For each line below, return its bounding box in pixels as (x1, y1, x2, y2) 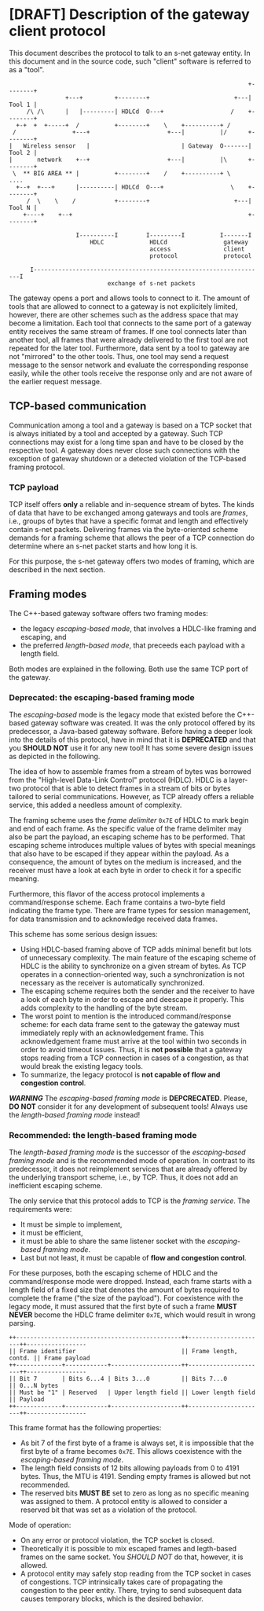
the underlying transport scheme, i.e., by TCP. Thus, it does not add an (9, 1172, 239, 1182)
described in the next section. (9, 565, 105, 574)
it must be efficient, (20, 1228, 83, 1238)
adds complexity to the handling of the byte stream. (20, 1004, 188, 1013)
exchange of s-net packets (107, 279, 196, 288)
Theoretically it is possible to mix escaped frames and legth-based (20, 1544, 236, 1554)
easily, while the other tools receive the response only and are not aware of (9, 368, 253, 378)
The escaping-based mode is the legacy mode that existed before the (9, 710, 236, 720)
